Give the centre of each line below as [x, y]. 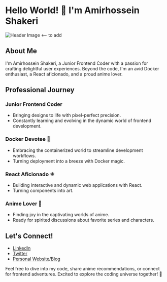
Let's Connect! [29, 236]
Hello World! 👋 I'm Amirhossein [72, 10]
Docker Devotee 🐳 [28, 139]
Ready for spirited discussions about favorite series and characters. [83, 220]
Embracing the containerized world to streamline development [78, 150]
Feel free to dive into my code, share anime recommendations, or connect [82, 269]
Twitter [20, 254]
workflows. [24, 155]
